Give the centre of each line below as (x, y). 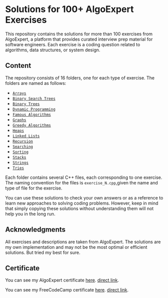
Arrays (19, 93)
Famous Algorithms (32, 115)
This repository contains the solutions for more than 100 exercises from (79, 34)
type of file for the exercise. (34, 188)
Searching (23, 147)
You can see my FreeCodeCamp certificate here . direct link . (67, 290)
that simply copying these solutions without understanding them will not (79, 208)
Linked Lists (26, 136)
